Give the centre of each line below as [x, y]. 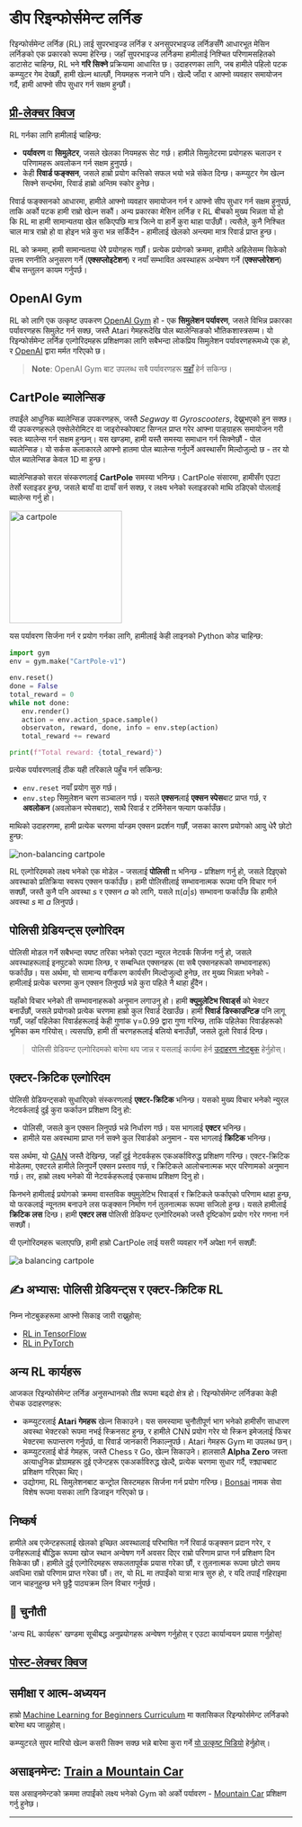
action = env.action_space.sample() [90, 720]
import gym [30, 653]
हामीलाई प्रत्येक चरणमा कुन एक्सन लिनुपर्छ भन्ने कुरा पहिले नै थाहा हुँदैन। [109, 982]
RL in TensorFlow [54, 1334]
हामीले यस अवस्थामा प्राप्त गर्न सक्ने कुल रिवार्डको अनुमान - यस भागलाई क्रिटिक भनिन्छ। [147, 1138]
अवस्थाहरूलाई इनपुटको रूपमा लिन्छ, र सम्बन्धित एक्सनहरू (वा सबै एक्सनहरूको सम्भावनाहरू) [140, 963]
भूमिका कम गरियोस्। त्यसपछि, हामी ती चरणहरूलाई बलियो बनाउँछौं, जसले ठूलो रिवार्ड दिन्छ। [139, 1031]
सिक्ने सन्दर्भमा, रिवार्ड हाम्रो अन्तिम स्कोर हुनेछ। [89, 183]
